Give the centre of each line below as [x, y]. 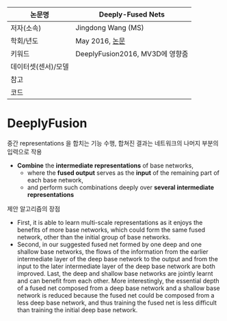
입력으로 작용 [25, 152]
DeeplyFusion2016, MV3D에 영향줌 [132, 54]
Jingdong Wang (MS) [110, 28]
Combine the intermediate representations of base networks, [105, 165]
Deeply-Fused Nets [132, 14]
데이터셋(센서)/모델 [40, 67]
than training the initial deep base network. [77, 310]
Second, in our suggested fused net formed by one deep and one [109, 244]
